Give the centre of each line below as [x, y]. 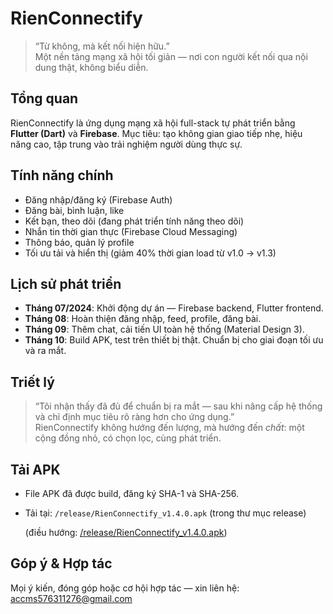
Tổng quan [44, 98]
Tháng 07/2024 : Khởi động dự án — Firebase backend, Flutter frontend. [174, 308]
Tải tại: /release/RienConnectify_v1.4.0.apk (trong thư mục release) [165, 513]
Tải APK [35, 469]
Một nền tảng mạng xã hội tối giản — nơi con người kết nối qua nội [171, 56]
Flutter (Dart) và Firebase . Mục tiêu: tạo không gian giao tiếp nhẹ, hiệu [156, 133]
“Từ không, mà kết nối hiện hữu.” [102, 46]
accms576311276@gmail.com [71, 598]
